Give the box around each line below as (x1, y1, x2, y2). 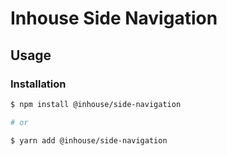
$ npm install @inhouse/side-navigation (10, 99, 182, 109)
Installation (10, 77, 67, 91)
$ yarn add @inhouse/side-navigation (10, 135, 168, 146)
